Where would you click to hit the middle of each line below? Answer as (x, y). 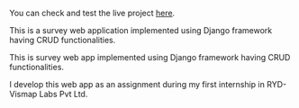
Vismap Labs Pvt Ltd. (49, 94)
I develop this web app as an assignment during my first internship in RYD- (148, 84)
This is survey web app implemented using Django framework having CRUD (150, 57)
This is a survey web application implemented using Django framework (141, 30)
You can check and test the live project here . (92, 13)
